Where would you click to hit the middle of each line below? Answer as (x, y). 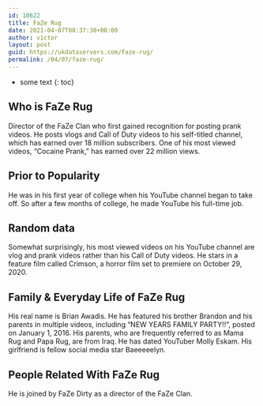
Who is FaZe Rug (51, 107)
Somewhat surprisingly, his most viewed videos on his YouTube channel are (131, 247)
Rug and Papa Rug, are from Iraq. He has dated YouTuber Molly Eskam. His (130, 341)
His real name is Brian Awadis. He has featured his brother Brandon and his (130, 316)
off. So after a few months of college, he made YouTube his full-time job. (126, 203)
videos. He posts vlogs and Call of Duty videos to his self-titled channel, (126, 134)
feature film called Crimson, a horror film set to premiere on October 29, (125, 264)
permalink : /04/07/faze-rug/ (56, 60)
